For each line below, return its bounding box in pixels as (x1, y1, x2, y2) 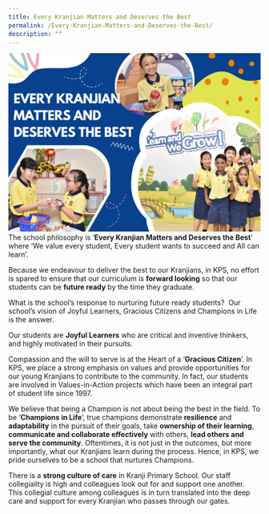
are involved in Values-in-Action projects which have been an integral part (8, 380, 253, 390)
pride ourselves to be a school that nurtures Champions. (8, 455, 195, 465)
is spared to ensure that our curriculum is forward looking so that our (8, 273, 238, 284)
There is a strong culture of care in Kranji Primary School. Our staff (8, 471, 231, 480)
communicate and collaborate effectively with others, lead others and (8, 430, 244, 439)
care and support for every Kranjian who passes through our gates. (8, 496, 231, 506)
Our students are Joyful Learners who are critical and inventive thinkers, (8, 330, 249, 340)
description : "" (8, 30, 62, 38)
